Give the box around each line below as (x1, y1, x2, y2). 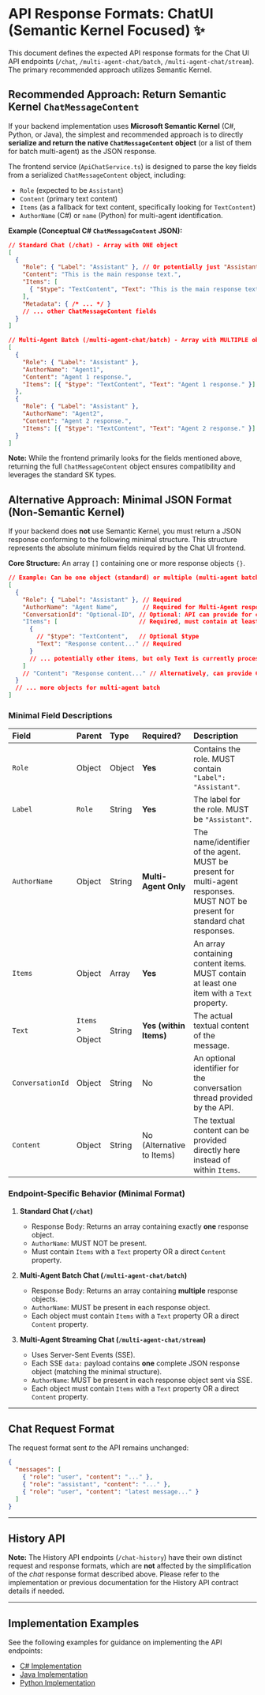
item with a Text (192, 988, 252, 999)
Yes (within (141, 1020, 185, 1031)
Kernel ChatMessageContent (8, 100, 140, 114)
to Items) (141, 1150, 176, 1161)
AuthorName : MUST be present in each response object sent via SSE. (31, 1375, 253, 1384)
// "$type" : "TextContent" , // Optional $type (36, 633, 200, 641)
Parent (76, 730, 103, 741)
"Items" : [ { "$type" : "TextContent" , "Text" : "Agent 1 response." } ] (22, 380, 256, 388)
